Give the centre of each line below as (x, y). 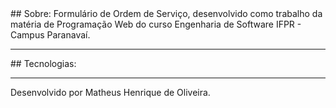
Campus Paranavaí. (50, 35)
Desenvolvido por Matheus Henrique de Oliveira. (110, 92)
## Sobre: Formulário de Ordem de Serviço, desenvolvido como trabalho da (166, 13)
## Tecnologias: (43, 63)
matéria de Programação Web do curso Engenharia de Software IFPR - (156, 24)
